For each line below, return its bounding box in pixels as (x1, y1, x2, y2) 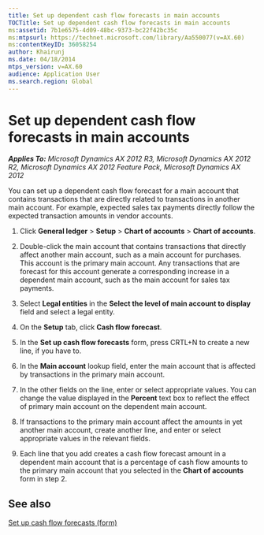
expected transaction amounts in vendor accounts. (8, 211, 173, 221)
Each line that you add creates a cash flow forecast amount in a (19, 449, 226, 459)
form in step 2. (19, 474, 68, 484)
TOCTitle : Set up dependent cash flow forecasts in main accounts (8, 19, 231, 27)
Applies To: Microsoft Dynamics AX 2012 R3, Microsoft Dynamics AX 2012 (8, 154, 251, 164)
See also (8, 497, 51, 511)
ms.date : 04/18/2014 (8, 56, 76, 64)
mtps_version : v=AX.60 (8, 63, 83, 71)
